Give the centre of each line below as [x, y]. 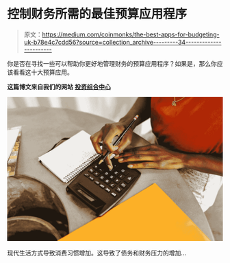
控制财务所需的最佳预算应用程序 [97, 14]
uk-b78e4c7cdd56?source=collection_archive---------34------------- [123, 42]
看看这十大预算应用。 [43, 72]
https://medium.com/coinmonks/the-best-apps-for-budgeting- [131, 34]
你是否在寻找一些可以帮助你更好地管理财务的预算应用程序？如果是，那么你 [112, 63]
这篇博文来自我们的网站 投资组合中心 [59, 87]
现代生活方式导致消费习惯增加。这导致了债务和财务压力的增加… [97, 253]
